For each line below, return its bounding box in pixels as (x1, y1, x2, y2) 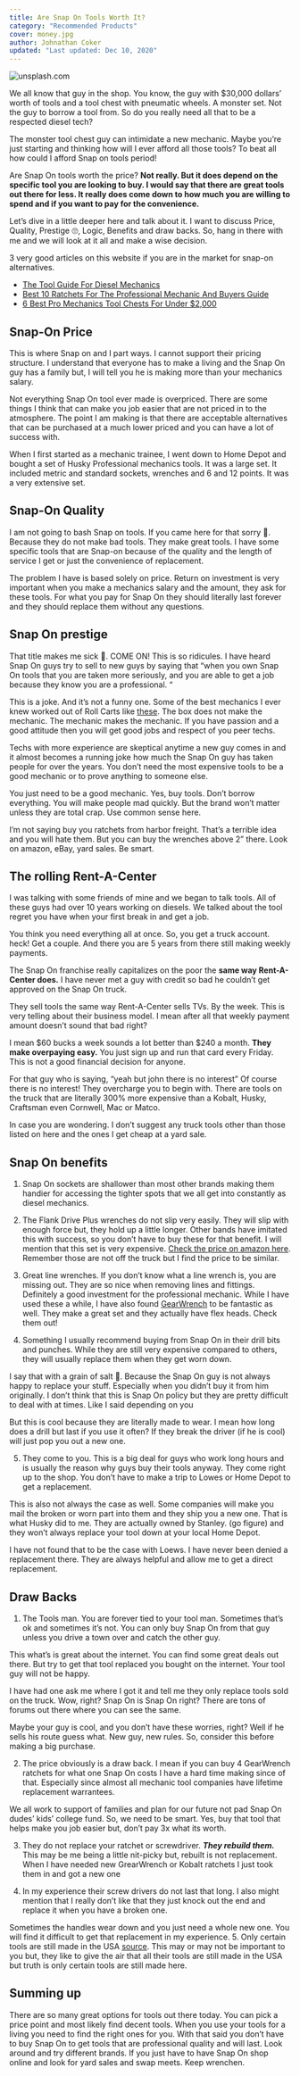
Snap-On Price (9, 324, 94, 339)
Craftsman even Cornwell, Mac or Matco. (9, 1102, 161, 1113)
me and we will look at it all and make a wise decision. (9, 236, 208, 246)
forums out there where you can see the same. (9, 1705, 181, 1715)
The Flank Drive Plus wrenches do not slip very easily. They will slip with (21, 1215, 289, 1225)
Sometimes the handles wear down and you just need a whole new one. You (9, 1922, 290, 1932)
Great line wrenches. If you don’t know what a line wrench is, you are (21, 1270, 277, 1281)
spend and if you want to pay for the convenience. (9, 198, 199, 210)
